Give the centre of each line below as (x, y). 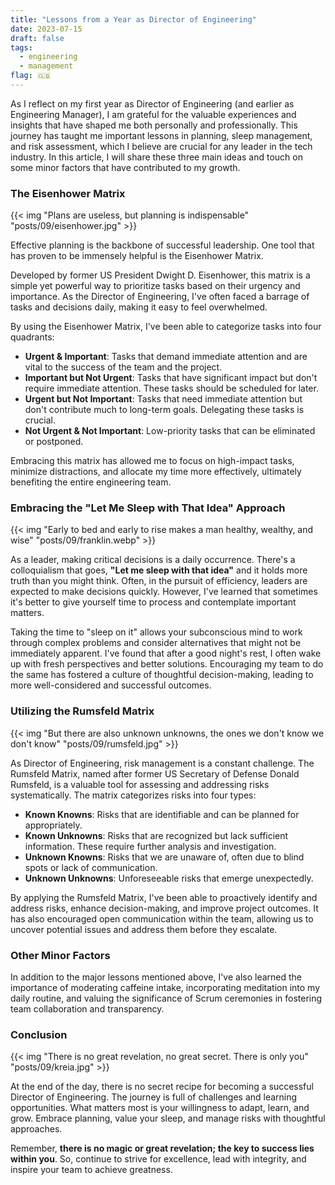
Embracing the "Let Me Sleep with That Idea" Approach (148, 508)
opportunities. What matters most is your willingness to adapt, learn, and (160, 1108)
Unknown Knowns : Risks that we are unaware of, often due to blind (164, 857)
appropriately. (53, 825)
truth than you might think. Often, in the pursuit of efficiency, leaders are (159, 581)
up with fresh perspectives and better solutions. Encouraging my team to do (167, 664)
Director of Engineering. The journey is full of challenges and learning (154, 1097)
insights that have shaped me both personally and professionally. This (154, 125)
